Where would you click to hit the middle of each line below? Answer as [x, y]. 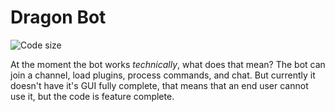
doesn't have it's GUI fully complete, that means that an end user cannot [159, 85]
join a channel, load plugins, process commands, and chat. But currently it [163, 75]
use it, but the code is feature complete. [92, 96]
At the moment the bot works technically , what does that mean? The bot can [168, 64]
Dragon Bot [58, 17]
